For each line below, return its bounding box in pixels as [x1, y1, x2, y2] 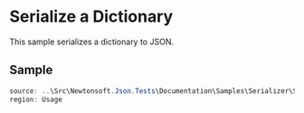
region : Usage [9, 95, 63, 104]
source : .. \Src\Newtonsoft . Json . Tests [9, 86, 156, 96]
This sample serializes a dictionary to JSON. [9, 36, 175, 47]
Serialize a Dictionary [9, 6, 174, 27]
